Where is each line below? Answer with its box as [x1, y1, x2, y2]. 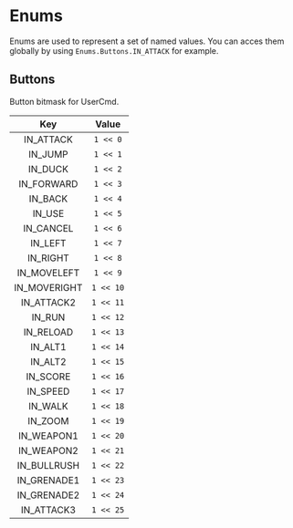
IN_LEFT [30, 236, 67, 249]
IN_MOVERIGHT [14, 281, 83, 294]
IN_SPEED [26, 385, 70, 398]
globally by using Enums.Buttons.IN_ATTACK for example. [9, 45, 219, 56]
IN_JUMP [28, 148, 68, 160]
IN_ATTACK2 [20, 295, 76, 308]
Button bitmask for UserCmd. [9, 96, 120, 107]
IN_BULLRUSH [16, 459, 80, 471]
